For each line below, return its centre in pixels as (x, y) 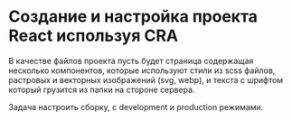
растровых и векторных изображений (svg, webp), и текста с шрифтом (146, 79)
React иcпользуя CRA (94, 36)
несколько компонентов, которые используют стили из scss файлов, (142, 70)
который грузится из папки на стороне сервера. (102, 89)
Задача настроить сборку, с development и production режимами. (136, 107)
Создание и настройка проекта (133, 17)
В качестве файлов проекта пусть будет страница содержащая (131, 60)
